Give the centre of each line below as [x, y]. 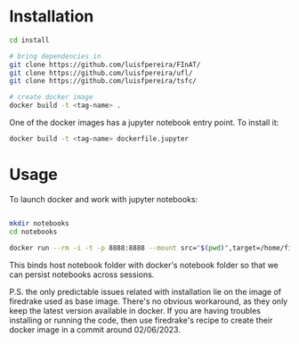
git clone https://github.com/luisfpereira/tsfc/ [103, 81]
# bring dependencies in [55, 56]
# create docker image [51, 97]
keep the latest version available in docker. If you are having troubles [135, 310]
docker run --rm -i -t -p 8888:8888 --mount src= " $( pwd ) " [119, 248]
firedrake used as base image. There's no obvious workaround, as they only [149, 301]
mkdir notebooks [39, 223]
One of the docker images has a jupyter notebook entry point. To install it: [144, 123]
